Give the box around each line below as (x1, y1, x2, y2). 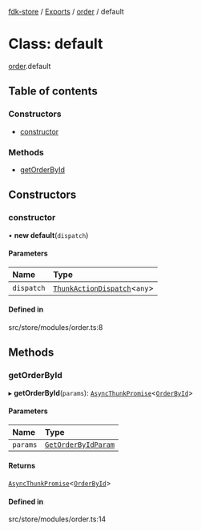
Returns (8, 461, 36, 470)
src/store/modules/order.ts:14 (8, 514, 107, 524)
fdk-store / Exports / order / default (8, 7, 124, 16)
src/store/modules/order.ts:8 (8, 323, 103, 332)
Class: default (8, 35, 103, 53)
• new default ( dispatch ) (8, 230, 89, 239)
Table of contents (8, 84, 98, 99)
